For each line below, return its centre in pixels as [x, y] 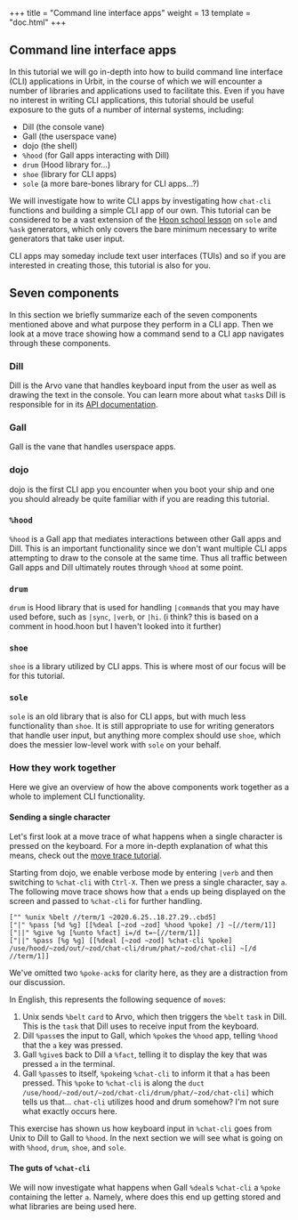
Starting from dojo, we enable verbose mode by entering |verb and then [141, 873]
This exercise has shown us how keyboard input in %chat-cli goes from [141, 1128]
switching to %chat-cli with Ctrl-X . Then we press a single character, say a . [148, 882]
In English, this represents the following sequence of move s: [118, 999]
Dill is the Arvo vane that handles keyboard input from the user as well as [143, 385]
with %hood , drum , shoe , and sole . [68, 1148]
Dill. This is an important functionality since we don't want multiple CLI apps [148, 548]
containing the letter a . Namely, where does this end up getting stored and [145, 1197]
